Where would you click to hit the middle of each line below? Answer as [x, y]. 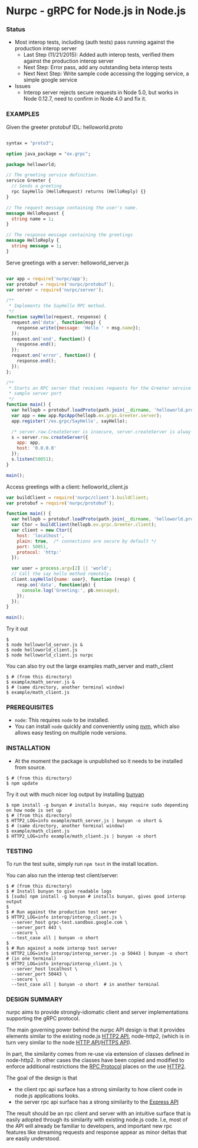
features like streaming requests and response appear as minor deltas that [97, 1132]
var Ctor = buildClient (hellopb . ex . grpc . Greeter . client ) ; [84, 525]
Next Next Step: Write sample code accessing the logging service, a [106, 74]
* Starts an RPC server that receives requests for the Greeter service [100, 388]
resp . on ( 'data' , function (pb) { [56, 585]
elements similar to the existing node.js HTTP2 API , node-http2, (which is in [98, 1036]
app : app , [29, 443]
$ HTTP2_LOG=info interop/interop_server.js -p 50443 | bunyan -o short [97, 953]
